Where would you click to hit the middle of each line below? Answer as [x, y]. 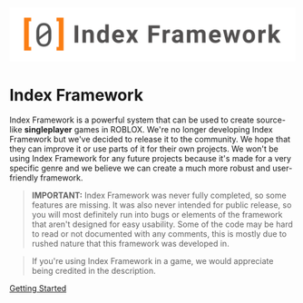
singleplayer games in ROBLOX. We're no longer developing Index [149, 130]
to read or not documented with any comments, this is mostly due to [159, 234]
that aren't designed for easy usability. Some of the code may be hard [162, 224]
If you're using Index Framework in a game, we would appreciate [152, 261]
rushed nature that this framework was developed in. [130, 244]
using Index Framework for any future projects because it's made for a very [151, 159]
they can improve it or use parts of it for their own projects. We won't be [144, 149]
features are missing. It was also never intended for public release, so [161, 205]
